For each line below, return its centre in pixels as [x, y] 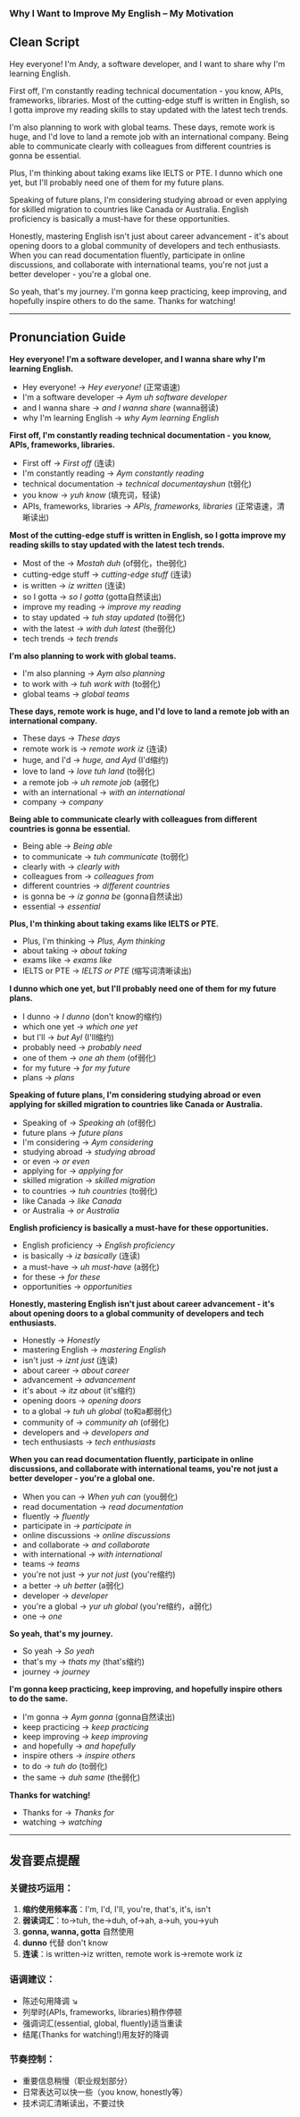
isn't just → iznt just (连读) [70, 1360]
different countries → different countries [96, 885]
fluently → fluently [56, 1516]
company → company [62, 801]
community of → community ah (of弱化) [96, 1422]
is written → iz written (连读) [74, 585]
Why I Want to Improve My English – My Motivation [121, 13]
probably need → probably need [82, 1047]
